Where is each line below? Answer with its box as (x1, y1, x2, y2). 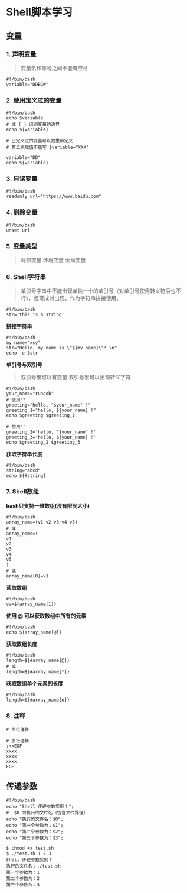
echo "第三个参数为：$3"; (6, 834, 64, 841)
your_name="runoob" (6, 391, 54, 397)
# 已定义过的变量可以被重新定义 (6, 138, 73, 144)
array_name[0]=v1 (6, 573, 49, 579)
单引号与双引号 (6, 361, 42, 368)
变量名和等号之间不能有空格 (20, 64, 88, 72)
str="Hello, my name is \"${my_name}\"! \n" (6, 345, 117, 351)
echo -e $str (6, 350, 38, 356)
